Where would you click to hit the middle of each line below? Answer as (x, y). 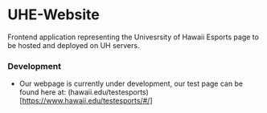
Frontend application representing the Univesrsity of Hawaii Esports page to (133, 37)
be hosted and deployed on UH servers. (74, 45)
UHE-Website (53, 15)
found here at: (43, 92)
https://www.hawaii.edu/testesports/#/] (88, 101)
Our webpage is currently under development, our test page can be (131, 84)
